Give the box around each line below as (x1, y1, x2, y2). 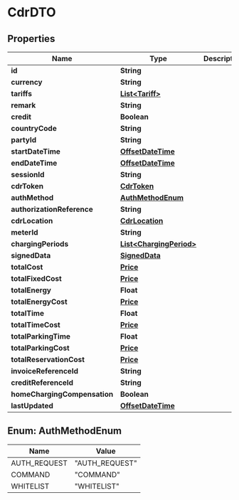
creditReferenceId (11, 378, 73, 388)
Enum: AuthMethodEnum (7, 425, 122, 437)
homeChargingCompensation (11, 389, 114, 399)
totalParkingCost (11, 343, 70, 353)
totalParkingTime (11, 331, 71, 341)
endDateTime (11, 158, 58, 168)
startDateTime (11, 147, 60, 156)
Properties (7, 33, 55, 45)
